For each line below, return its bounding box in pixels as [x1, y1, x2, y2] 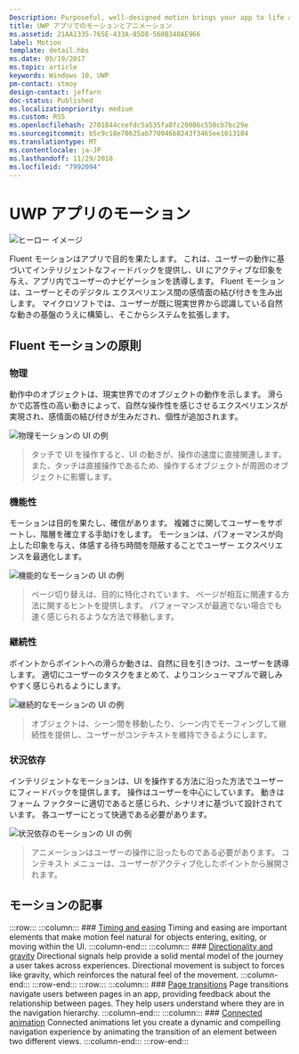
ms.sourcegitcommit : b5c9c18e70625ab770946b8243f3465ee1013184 [9, 129, 249, 138]
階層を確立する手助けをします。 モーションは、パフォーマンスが [39, 529, 276, 539]
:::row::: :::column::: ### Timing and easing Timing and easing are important [9, 922, 287, 933]
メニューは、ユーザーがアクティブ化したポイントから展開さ [72, 858, 290, 869]
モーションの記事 [9, 898, 103, 913]
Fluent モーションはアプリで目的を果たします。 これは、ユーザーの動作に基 [9, 253, 285, 264]
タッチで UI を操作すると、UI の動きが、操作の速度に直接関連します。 [30, 449, 287, 459]
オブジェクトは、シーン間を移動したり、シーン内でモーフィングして [30, 718, 279, 729]
